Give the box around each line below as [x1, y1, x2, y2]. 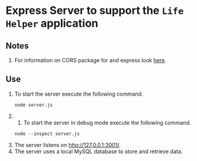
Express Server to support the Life [5, 4, 184, 18]
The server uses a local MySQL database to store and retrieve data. [14, 148, 183, 155]
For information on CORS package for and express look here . [14, 57, 167, 64]
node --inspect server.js [14, 131, 80, 137]
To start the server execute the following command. [14, 90, 143, 97]
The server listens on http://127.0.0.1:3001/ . [14, 141, 121, 148]
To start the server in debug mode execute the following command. [23, 119, 192, 126]
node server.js [14, 102, 53, 108]
